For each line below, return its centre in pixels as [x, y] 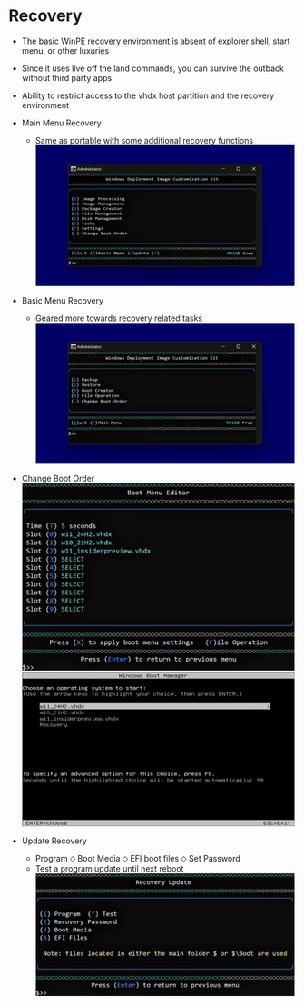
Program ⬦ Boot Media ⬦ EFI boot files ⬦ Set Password [138, 858]
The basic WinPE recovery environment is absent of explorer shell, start [156, 41]
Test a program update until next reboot [109, 868]
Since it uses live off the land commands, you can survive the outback [153, 68]
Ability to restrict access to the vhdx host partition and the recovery [148, 95]
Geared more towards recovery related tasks [119, 318]
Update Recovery [54, 841]
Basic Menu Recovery [63, 300]
